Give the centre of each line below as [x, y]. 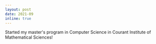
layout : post [18, 9]
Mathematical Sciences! [29, 37]
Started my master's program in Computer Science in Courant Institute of [78, 32]
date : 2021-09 [19, 14]
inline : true [18, 18]
